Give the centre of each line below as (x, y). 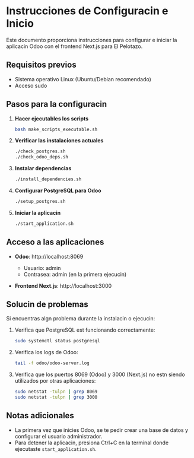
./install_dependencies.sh (48, 179)
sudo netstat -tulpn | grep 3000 (56, 397)
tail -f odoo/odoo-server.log (52, 363)
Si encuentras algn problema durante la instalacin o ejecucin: (81, 319)
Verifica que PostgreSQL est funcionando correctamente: (85, 330)
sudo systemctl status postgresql (57, 341)
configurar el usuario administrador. (58, 436)
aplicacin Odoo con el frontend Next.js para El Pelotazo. (74, 46)
